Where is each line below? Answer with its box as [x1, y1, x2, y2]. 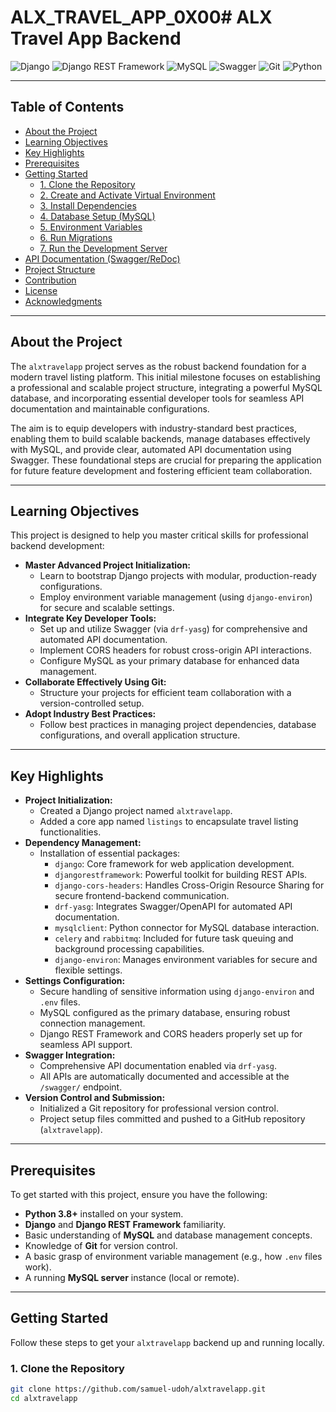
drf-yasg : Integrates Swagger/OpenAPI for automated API [54, 901, 293, 913]
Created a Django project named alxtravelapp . [39, 805, 233, 817]
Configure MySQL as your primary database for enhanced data [39, 655, 300, 667]
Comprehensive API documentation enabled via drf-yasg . [39, 1060, 278, 1072]
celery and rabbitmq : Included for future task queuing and [54, 932, 294, 945]
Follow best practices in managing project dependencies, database [39, 719, 317, 731]
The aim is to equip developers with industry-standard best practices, [10, 422, 298, 434]
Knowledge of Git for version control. [24, 1240, 178, 1251]
